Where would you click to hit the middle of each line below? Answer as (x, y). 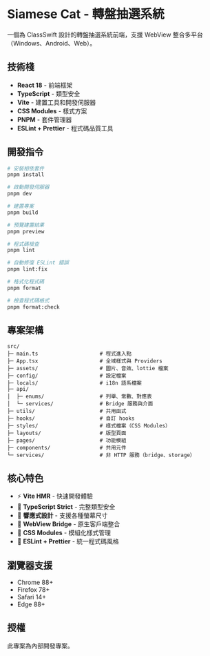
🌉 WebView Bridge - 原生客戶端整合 (69, 524)
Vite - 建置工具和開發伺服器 (56, 102)
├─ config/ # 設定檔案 (67, 376)
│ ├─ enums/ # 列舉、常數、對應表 (80, 397)
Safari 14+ (32, 597)
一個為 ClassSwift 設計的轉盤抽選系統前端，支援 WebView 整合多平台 (105, 35)
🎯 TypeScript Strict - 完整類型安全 (66, 507)
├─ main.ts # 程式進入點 (70, 354)
